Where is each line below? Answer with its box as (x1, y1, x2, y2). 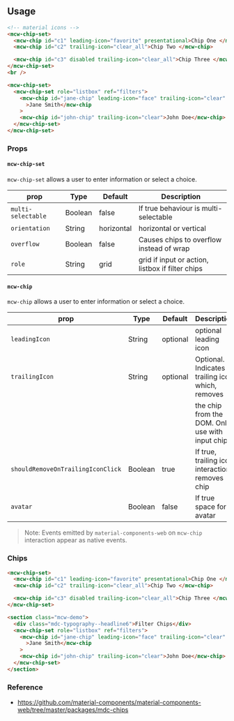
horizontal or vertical (138, 223, 207, 233)
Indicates (194, 363, 226, 373)
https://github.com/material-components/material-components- (17, 698, 201, 707)
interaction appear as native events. (24, 536, 127, 544)
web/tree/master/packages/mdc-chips (17, 706, 129, 714)
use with (194, 427, 223, 437)
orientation (10, 225, 51, 232)
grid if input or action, (138, 255, 209, 265)
